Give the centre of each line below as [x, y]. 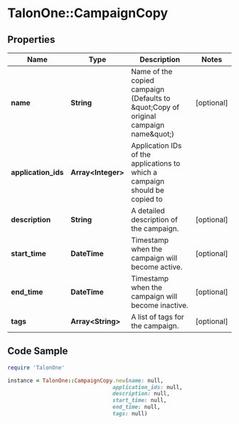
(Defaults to [151, 98]
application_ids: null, [148, 387]
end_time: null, [137, 407]
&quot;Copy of [155, 107]
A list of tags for [158, 317]
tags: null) [130, 414]
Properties [31, 40]
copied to [147, 199]
